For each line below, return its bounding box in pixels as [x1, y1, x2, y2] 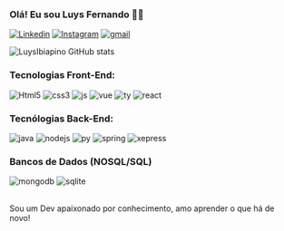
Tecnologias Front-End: [9, 69, 116, 82]
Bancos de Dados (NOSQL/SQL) [9, 155, 152, 168]
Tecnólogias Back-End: [9, 112, 114, 125]
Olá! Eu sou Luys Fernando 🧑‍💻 [9, 8, 144, 21]
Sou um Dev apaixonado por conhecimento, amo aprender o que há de [9, 203, 275, 214]
